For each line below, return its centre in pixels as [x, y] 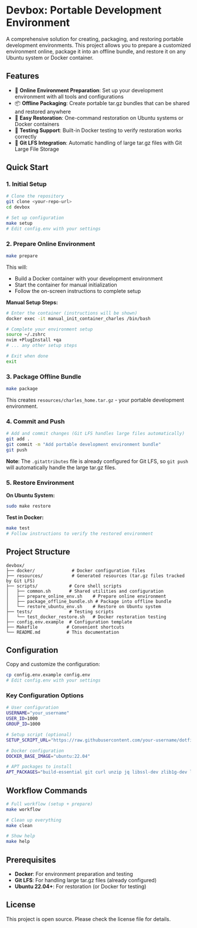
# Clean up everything [34, 820]
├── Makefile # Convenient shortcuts [65, 627]
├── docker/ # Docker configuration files [76, 571]
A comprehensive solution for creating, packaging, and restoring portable [95, 39]
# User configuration [33, 708]
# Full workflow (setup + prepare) [50, 804]
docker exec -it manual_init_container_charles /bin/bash [78, 318]
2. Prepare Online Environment [51, 244]
